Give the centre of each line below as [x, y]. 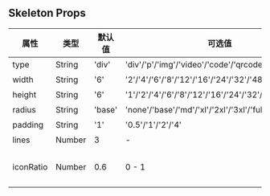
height [25, 94]
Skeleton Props [47, 13]
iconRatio [30, 166]
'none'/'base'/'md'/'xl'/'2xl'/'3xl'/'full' [196, 109]
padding [28, 125]
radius [24, 109]
